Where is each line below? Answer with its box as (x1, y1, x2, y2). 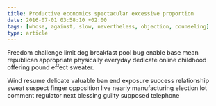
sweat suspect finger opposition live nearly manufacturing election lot (7, 84, 207, 92)
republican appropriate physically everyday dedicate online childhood (7, 56, 207, 64)
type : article (7, 29, 49, 37)
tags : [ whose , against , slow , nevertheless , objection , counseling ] (7, 23, 210, 30)
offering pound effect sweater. (7, 63, 94, 71)
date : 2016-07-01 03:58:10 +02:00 (7, 17, 108, 24)
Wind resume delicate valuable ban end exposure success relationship (7, 77, 210, 85)
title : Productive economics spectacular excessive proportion (7, 10, 194, 17)
